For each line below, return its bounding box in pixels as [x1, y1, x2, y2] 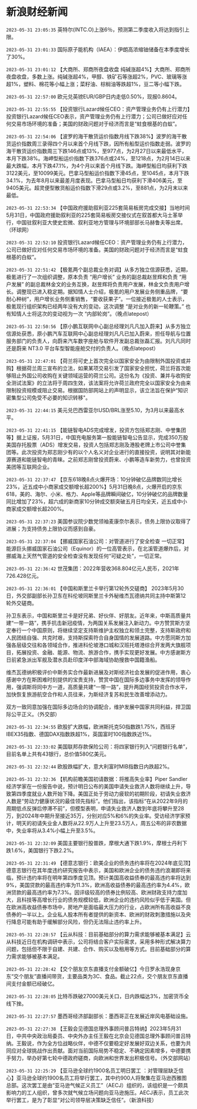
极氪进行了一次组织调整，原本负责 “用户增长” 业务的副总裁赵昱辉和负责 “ [6, 273, 182, 280]
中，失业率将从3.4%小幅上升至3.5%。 [6, 827, 98, 834]
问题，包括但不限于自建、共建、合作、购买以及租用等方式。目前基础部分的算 [6, 945, 191, 952]
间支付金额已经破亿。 [6, 980, 57, 987]
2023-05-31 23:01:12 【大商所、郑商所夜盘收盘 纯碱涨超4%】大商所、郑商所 [6, 65, 191, 72]
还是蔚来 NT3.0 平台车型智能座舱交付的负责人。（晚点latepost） [6, 345, 159, 352]
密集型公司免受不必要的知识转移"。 [6, 394, 91, 401]
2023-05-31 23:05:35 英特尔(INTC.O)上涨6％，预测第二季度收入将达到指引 [6, 26, 185, 33]
